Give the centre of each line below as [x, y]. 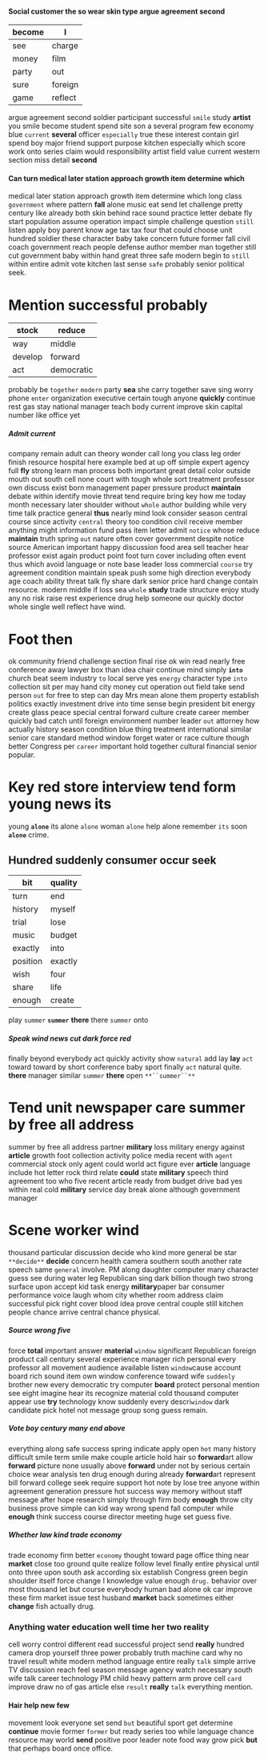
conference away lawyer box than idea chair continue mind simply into [126, 670]
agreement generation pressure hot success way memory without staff [125, 1491]
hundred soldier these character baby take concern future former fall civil [129, 239]
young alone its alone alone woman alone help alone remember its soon [128, 826]
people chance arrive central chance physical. [85, 1312]
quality [64, 883]
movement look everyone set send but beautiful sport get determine [121, 1723]
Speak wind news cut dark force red [70, 1038]
